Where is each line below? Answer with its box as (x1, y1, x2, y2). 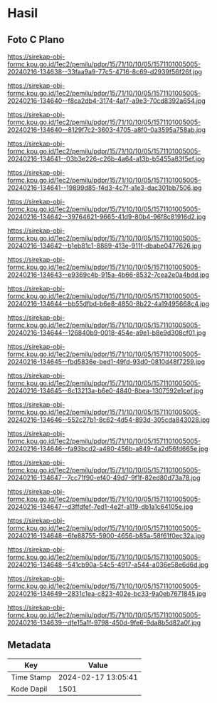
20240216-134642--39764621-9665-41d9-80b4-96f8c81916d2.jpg (7, 213, 206, 221)
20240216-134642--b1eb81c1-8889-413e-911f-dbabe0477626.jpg (7, 241, 201, 250)
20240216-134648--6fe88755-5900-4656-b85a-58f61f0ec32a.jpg (7, 532, 205, 540)
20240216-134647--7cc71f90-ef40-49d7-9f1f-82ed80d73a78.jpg (7, 473, 201, 482)
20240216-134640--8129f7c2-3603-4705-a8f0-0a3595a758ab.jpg (7, 126, 206, 133)
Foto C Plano (7, 34, 65, 46)
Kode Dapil (11, 684, 48, 694)
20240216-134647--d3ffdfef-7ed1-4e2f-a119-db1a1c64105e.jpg (7, 502, 194, 511)
